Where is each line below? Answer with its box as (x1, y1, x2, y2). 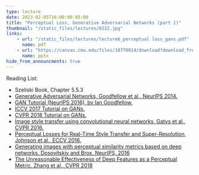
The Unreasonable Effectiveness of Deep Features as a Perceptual (14, 155, 178, 163)
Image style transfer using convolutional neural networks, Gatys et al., (14, 117, 186, 125)
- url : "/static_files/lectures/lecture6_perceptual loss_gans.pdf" (17, 36, 190, 42)
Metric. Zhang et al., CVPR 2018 (14, 161, 93, 169)
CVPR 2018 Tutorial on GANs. (14, 111, 87, 119)
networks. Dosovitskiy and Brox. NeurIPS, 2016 (14, 149, 130, 156)
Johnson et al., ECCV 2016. (14, 136, 82, 144)
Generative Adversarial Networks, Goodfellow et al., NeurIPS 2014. (14, 93, 178, 100)
